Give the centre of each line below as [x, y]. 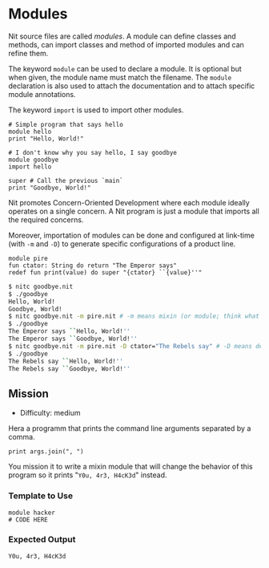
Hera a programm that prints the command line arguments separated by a [130, 428]
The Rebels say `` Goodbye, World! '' [69, 369]
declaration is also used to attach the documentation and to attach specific [132, 86]
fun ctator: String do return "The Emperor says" [93, 266]
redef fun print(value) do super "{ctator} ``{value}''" [105, 272]
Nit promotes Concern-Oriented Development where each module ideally [129, 202]
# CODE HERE [28, 519]
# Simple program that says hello [66, 124]
